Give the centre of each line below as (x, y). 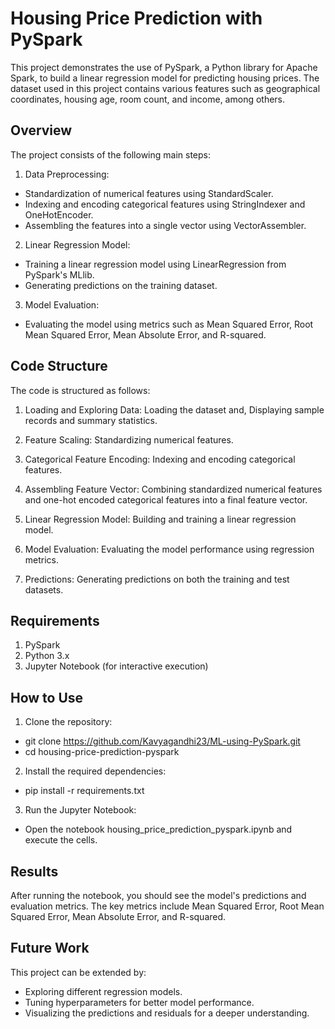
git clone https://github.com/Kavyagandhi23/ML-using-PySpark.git (162, 741)
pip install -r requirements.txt (84, 791)
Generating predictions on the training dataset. (121, 285)
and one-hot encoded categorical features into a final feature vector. (166, 499)
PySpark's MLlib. (59, 274)
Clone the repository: (68, 722)
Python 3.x (47, 656)
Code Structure (59, 366)
